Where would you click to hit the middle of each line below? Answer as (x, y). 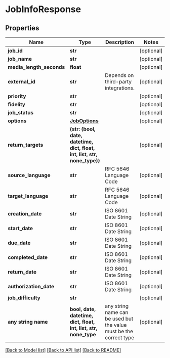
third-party (118, 82)
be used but (119, 319)
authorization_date (31, 286)
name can (116, 312)
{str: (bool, (83, 129)
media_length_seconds (36, 67)
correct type (119, 338)
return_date (22, 272)
